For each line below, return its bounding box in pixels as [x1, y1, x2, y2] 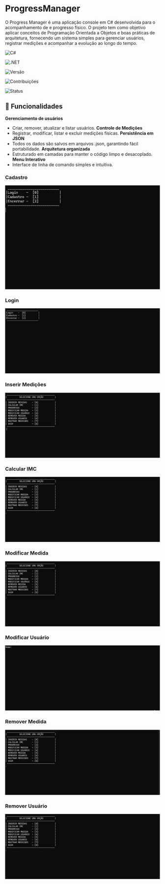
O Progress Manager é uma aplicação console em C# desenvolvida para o [5, 19, 156, 25]
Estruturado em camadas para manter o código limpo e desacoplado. [12, 151, 153, 157]
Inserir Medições [5, 381, 47, 388]
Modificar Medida [5, 550, 49, 557]
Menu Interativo [12, 156, 46, 162]
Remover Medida [5, 718, 47, 725]
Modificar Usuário [5, 634, 49, 641]
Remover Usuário [5, 802, 48, 809]
